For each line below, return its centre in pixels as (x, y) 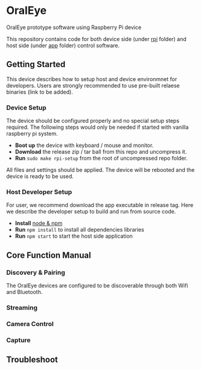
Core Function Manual (49, 255)
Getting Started (36, 64)
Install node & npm (39, 223)
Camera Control (30, 324)
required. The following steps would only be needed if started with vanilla (97, 127)
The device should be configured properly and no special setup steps (93, 121)
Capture (19, 340)
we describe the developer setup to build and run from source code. (91, 212)
